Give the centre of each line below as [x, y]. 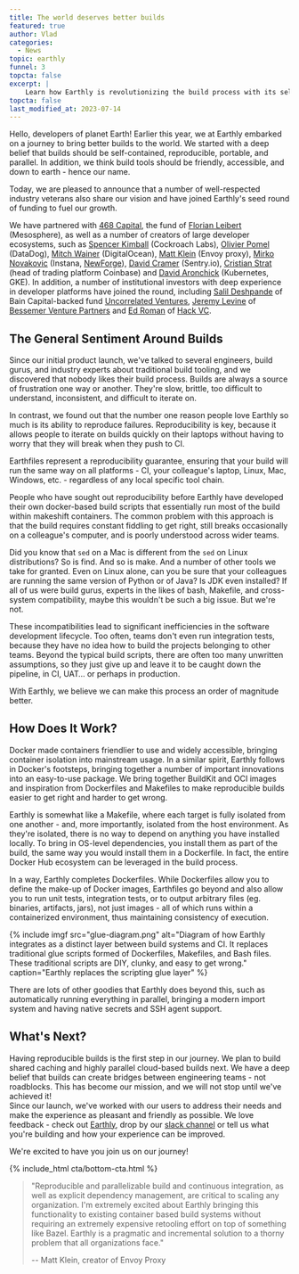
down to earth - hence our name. [70, 172]
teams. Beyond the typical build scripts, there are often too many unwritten [146, 655]
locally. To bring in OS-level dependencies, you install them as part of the [144, 842]
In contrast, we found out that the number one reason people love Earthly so [149, 415]
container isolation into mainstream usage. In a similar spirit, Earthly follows [147, 760]
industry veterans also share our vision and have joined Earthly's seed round [149, 199]
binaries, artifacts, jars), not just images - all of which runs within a [131, 908]
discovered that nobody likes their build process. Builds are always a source [149, 379]
